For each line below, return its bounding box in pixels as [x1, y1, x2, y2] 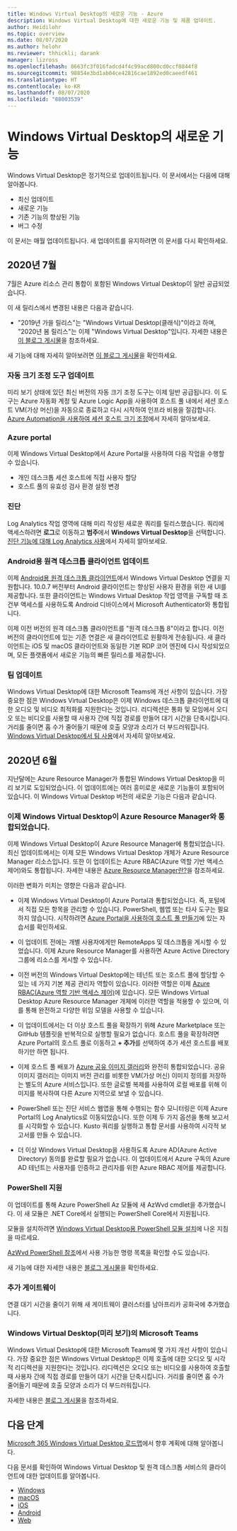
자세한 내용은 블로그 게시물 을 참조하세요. [7, 1396, 119, 1405]
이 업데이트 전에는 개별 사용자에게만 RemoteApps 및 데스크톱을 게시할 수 [17, 938, 219, 946]
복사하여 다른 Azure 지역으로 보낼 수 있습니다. [36, 1089, 163, 1098]
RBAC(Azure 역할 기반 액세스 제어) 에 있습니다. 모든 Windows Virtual [17, 988, 209, 997]
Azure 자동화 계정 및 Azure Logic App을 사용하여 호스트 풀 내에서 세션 [20, 397, 216, 406]
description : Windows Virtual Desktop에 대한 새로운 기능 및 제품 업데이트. [7, 17, 216, 24]
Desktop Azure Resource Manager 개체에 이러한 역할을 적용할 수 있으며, [17, 997, 221, 1006]
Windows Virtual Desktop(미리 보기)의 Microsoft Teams [7, 1328, 199, 1338]
